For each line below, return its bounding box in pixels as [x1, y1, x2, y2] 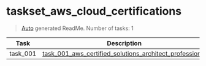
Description [107, 38, 142, 47]
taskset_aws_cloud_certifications [6, 4, 182, 18]
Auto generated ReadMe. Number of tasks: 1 [21, 24, 134, 32]
